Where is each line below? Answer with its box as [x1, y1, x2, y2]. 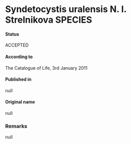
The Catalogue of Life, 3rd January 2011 [5, 65, 87, 71]
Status [5, 31, 19, 37]
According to [5, 54, 33, 60]
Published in [5, 76, 31, 82]
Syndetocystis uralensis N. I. [5, 4, 126, 15]
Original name [5, 99, 35, 105]
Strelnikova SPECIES [5, 14, 92, 26]
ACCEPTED [5, 42, 29, 48]
